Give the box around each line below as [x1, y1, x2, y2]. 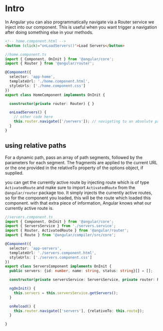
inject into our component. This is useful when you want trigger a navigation [5, 24, 157, 30]
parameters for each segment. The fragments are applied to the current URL [5, 159, 158, 165]
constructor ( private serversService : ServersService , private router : [9, 278, 155, 282]
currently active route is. [5, 205, 54, 211]
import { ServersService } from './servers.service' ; [5, 224, 116, 228]
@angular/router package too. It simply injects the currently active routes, [5, 190, 152, 195]
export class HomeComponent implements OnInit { [5, 92, 105, 97]
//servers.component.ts [5, 214, 53, 219]
